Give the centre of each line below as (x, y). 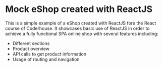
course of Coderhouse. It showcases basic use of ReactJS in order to (77, 28)
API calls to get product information (49, 54)
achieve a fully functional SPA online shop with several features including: (82, 33)
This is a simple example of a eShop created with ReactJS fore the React (81, 23)
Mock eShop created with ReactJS (79, 9)
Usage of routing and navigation (46, 59)
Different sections (31, 43)
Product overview (31, 48)
